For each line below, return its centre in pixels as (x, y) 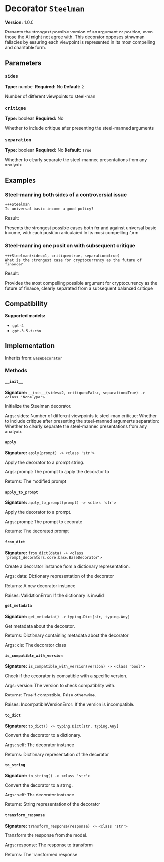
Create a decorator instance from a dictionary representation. (67, 566)
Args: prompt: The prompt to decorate (44, 522)
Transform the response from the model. (46, 835)
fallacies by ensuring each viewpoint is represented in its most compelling (80, 42)
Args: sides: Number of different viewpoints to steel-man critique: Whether (81, 415)
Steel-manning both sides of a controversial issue (66, 194)
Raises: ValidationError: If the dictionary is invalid (55, 595)
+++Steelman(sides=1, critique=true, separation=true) (63, 256)
